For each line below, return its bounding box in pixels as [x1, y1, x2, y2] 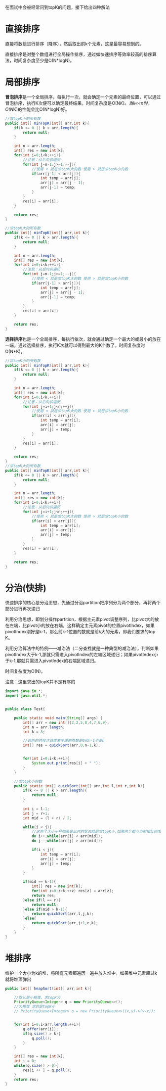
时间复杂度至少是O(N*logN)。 [13, 57, 75, 63]
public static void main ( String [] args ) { [14, 715, 103, 720]
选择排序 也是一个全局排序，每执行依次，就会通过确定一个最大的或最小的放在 [5, 336, 161, 342]
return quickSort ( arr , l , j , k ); [31, 911, 94, 916]
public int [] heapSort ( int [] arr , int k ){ [5, 986, 92, 991]
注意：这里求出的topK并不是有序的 [5, 679, 76, 685]
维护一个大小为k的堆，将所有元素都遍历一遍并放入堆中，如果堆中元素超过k [5, 970, 157, 976]
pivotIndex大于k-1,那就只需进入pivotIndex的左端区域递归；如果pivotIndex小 [5, 652, 159, 658]
